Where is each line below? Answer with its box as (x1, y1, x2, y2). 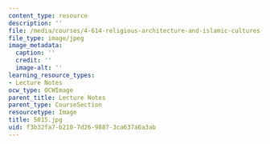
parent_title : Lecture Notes (8, 94, 106, 102)
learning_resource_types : (8, 71, 95, 79)
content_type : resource (8, 11, 88, 20)
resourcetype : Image (8, 109, 78, 117)
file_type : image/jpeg (8, 34, 84, 42)
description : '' (8, 19, 63, 27)
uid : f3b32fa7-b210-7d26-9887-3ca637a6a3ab (8, 123, 157, 131)
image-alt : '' (15, 64, 63, 72)
